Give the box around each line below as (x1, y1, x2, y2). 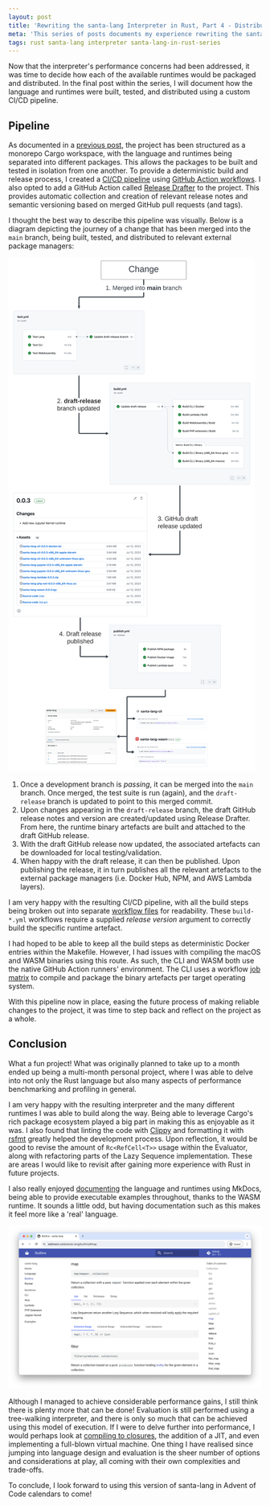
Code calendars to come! (8, 1489, 92, 1499)
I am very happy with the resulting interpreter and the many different (8, 1099, 235, 1109)
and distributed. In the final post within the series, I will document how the (8, 79, 253, 88)
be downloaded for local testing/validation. (19, 848, 162, 857)
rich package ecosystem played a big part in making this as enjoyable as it (8, 1117, 255, 1127)
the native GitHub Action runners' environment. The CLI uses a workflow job (8, 964, 261, 974)
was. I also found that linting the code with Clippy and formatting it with (8, 1125, 244, 1135)
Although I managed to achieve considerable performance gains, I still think (8, 1397, 259, 1406)
